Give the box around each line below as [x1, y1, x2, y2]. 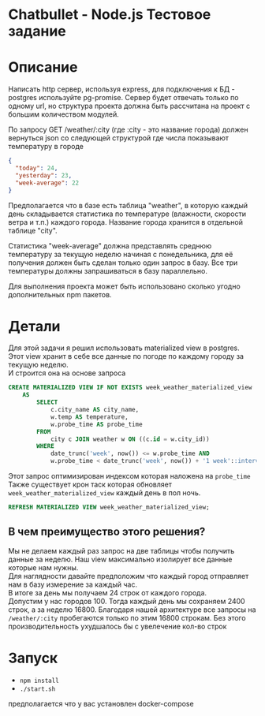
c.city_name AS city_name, [50, 406, 140, 414]
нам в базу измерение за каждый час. [8, 580, 138, 589]
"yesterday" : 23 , [15, 171, 73, 179]
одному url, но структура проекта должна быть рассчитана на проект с [8, 101, 251, 111]
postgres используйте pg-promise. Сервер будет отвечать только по [8, 93, 239, 103]
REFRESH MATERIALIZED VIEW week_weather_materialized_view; [8, 503, 211, 512]
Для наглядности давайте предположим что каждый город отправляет [8, 571, 249, 580]
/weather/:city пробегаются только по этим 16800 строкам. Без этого [8, 613, 246, 622]
